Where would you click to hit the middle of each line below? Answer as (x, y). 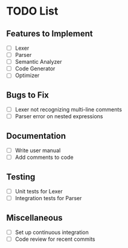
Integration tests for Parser (48, 198)
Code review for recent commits (55, 239)
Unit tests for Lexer (39, 191)
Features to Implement (50, 34)
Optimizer (27, 75)
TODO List (32, 11)
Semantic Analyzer (38, 62)
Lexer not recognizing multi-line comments (69, 110)
